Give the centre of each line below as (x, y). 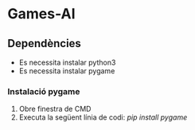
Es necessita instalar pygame (67, 71)
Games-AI (42, 14)
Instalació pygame (44, 91)
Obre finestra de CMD (55, 109)
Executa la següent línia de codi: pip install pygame (103, 117)
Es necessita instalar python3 (67, 62)
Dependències (44, 43)
